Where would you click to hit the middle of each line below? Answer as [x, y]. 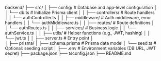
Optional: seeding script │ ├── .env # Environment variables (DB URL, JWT [80, 48]
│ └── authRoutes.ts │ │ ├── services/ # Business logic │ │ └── [71, 28]
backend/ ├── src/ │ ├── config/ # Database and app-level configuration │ [81, 7]
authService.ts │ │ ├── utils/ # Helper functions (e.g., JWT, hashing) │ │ [78, 33]
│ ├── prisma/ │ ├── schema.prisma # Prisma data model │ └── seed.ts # [81, 43]
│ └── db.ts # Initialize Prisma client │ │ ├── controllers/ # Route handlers [80, 12]
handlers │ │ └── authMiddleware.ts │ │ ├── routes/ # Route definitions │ [80, 23]
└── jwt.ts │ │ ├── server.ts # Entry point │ [49, 38]
